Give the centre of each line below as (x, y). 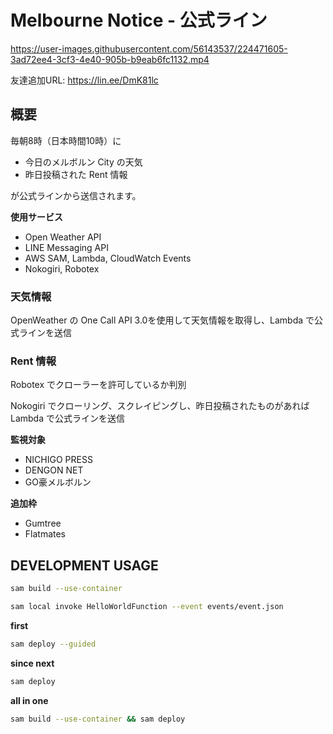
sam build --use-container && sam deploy (98, 719)
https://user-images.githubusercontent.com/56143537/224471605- (149, 48)
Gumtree (43, 523)
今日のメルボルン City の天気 (83, 162)
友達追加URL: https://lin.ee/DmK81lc (84, 80)
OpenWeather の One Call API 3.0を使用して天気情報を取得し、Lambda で (162, 320)
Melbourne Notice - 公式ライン (139, 20)
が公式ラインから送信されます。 (76, 195)
